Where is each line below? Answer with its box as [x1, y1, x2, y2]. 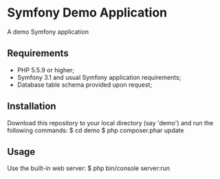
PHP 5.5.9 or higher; [16, 65, 75, 74]
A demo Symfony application [7, 28, 89, 36]
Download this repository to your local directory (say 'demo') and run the [7, 118, 214, 127]
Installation [7, 101, 56, 112]
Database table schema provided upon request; [16, 81, 153, 89]
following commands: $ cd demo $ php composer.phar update [7, 126, 184, 134]
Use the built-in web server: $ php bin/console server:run [7, 164, 170, 173]
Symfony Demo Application [7, 5, 167, 21]
